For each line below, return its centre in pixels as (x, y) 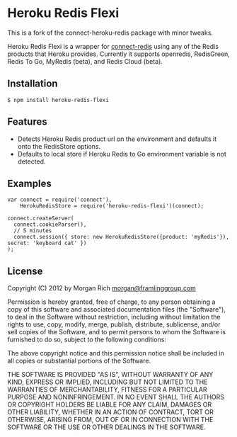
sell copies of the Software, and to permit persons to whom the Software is (117, 332)
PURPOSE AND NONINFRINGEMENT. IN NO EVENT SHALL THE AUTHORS (116, 397)
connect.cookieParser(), (50, 225)
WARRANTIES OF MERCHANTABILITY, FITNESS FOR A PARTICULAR (107, 390)
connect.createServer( (41, 218)
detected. (31, 161)
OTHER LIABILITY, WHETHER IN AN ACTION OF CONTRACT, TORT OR (110, 412)
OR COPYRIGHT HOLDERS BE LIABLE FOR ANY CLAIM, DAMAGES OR (110, 404)
